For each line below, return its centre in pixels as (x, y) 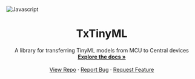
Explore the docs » (102, 57)
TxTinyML (102, 34)
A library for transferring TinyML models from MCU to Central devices (102, 50)
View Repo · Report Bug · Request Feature (102, 69)
